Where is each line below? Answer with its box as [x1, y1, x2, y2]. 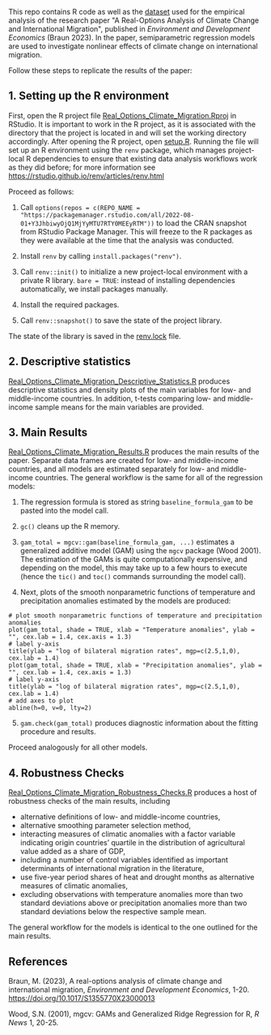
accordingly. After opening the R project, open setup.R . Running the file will [8, 136, 259, 146]
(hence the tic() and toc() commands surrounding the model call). [19, 572, 247, 582]
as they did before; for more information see [8, 162, 156, 172]
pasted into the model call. [19, 506, 109, 516]
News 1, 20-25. [8, 1018, 59, 1028]
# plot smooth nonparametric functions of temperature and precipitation [8, 612, 263, 620]
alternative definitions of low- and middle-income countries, [19, 812, 221, 822]
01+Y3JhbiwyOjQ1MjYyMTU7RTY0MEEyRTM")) [19, 219, 155, 228]
